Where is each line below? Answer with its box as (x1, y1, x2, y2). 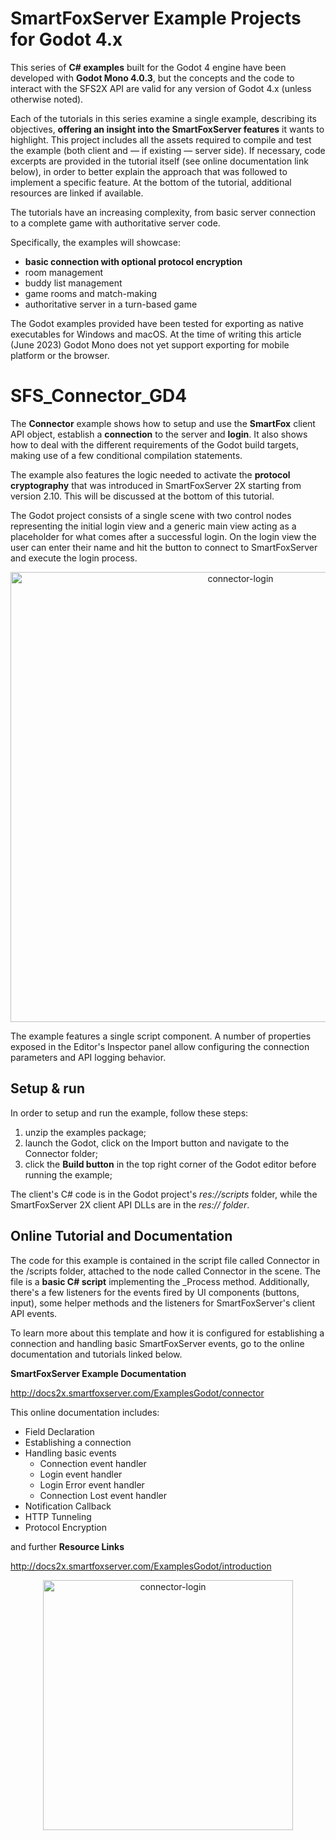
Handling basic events (24, 1447, 117, 1459)
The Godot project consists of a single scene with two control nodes (10, 509, 292, 521)
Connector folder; (24, 1147, 98, 1159)
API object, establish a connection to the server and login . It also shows (10, 428, 308, 440)
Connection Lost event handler (39, 1489, 167, 1501)
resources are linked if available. (10, 187, 144, 199)
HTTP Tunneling (24, 1510, 92, 1522)
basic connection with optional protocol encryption (24, 255, 243, 267)
